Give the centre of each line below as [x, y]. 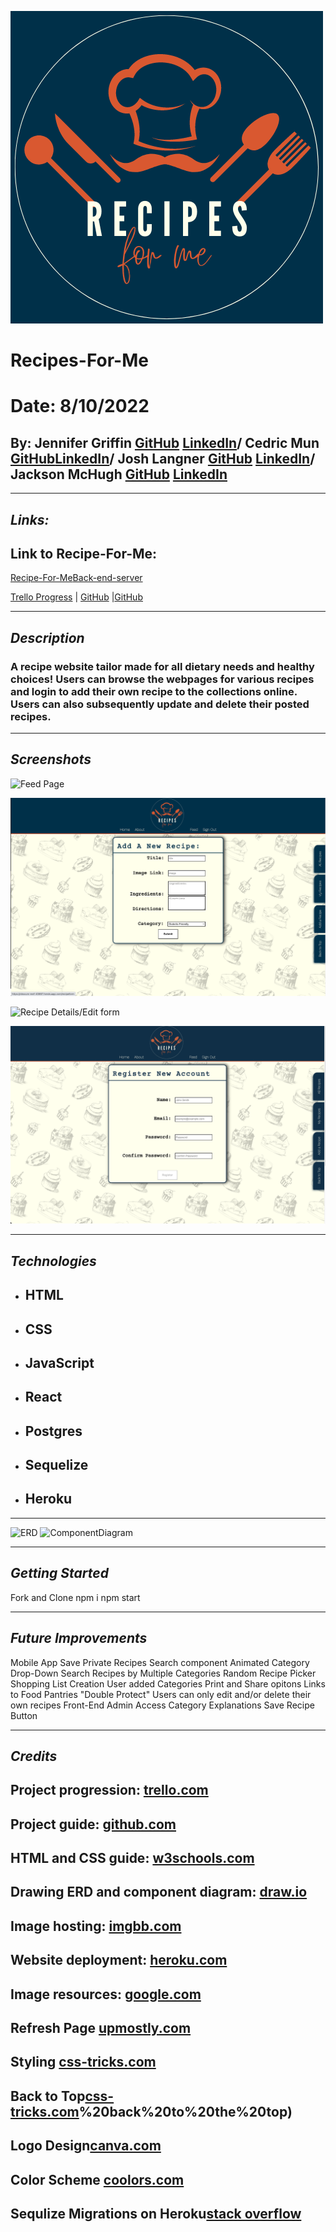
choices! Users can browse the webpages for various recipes [162, 679]
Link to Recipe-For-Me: [84, 553]
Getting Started [59, 1573]
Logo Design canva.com [86, 2146]
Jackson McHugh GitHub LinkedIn [119, 474]
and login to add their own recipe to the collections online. [154, 691]
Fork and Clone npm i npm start [75, 1597]
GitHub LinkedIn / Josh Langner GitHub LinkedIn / [163, 458]
